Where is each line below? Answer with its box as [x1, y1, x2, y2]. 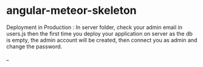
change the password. [6, 43, 63, 50]
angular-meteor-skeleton [6, 4, 137, 18]
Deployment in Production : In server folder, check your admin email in [6, 24, 182, 31]
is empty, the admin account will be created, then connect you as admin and [6, 36, 198, 43]
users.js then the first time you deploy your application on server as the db [6, 30, 193, 37]
